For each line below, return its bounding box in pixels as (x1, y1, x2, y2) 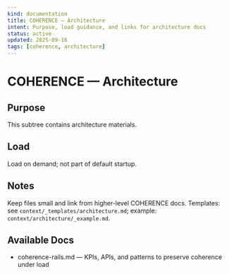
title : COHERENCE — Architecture (7, 17, 106, 24)
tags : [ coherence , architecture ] (7, 43, 106, 50)
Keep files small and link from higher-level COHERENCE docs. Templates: (7, 198, 221, 207)
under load (17, 261, 49, 269)
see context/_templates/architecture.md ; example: (7, 206, 157, 215)
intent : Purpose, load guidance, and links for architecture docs (7, 23, 206, 30)
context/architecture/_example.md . (7, 213, 111, 222)
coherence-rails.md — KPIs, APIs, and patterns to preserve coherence (17, 253, 223, 261)
